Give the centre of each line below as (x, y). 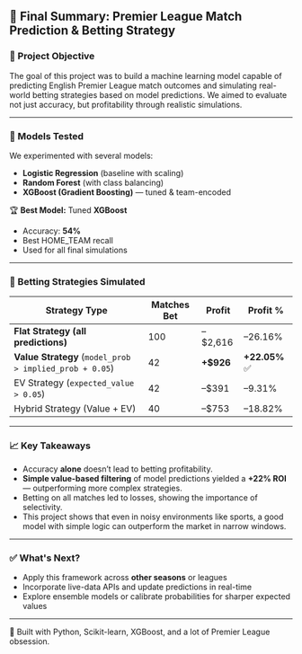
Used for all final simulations (75, 250)
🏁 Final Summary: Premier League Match (126, 17)
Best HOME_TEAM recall (68, 240)
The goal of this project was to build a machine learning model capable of (146, 75)
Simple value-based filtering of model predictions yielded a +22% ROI (154, 478)
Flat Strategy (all (50, 331)
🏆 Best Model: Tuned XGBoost (68, 210)
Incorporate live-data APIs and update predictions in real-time (137, 587)
